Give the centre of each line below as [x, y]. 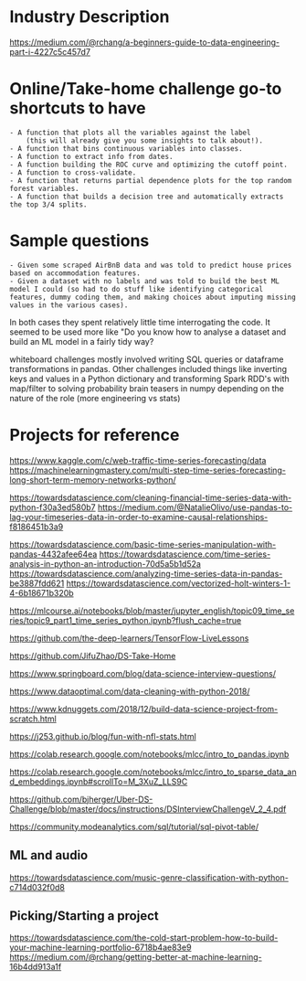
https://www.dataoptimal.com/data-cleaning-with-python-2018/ [130, 691]
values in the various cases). [69, 305]
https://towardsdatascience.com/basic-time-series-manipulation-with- [143, 544]
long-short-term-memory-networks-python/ [93, 480]
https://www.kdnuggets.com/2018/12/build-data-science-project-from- [144, 709]
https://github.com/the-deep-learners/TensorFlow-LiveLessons [129, 638]
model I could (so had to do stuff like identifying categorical [136, 289]
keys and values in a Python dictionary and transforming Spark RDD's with [149, 379]
